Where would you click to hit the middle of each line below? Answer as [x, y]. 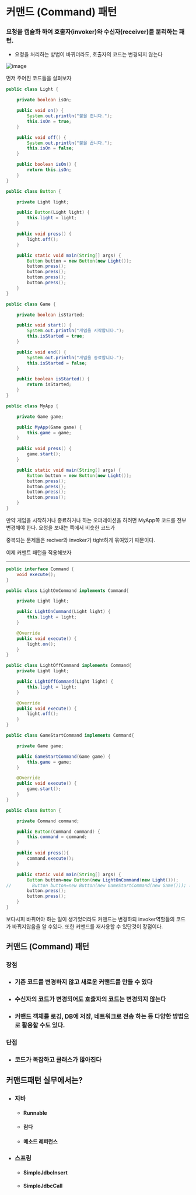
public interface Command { [40, 569]
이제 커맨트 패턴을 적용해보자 [39, 552]
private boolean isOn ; [44, 100]
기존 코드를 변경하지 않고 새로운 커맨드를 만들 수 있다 [83, 982]
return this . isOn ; [49, 170]
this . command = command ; [57, 837]
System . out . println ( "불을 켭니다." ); [70, 116]
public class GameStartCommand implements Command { [70, 736]
